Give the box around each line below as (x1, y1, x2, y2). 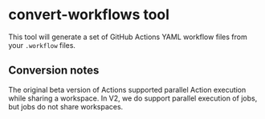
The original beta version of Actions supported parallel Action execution (8, 85, 247, 94)
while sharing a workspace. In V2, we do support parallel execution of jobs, (8, 93, 258, 103)
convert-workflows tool (8, 6, 170, 24)
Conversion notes (8, 64, 100, 77)
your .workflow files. (8, 40, 76, 50)
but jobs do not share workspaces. (8, 101, 124, 111)
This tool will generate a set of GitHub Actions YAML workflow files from (8, 32, 247, 42)
